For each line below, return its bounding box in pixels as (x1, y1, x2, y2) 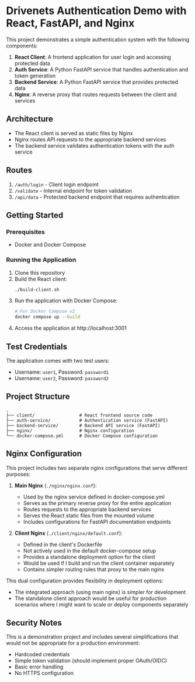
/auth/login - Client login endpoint (14, 180, 99, 188)
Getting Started (6, 210, 64, 220)
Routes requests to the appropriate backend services (23, 506, 152, 513)
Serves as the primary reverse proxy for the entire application (23, 499, 172, 506)
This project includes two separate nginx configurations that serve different (6, 464, 188, 471)
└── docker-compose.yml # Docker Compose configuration (6, 432, 158, 439)
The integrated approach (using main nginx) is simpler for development (14, 588, 186, 595)
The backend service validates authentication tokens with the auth (14, 142, 175, 149)
